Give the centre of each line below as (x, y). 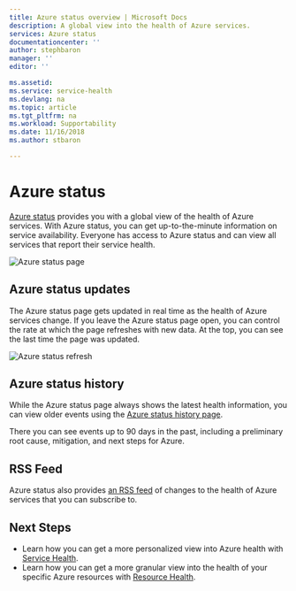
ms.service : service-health (61, 91)
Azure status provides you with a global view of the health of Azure (132, 216)
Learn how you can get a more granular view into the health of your (144, 568)
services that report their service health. (83, 244)
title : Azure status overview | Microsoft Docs (99, 17)
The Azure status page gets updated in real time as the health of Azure (138, 311)
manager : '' (31, 58)
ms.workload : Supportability (63, 124)
